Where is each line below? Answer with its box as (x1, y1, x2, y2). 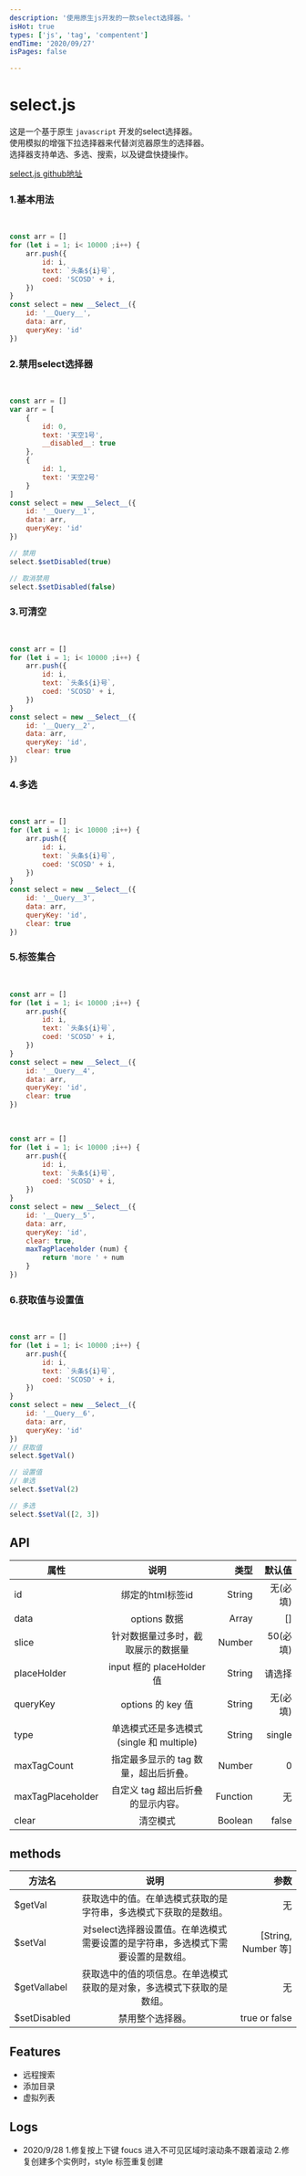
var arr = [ (9, 405, 55, 414)
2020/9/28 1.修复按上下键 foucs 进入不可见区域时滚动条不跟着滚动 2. (22, 2144, 282, 2155)
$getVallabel (14, 1981, 68, 1993)
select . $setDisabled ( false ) (9, 582, 117, 592)
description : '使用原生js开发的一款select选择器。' (9, 13, 192, 23)
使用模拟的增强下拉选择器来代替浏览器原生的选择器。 (9, 138, 209, 149)
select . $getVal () (9, 1451, 76, 1461)
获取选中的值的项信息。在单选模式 (81, 1968, 229, 1981)
